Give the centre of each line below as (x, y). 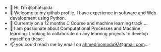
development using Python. (38, 18)
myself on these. (27, 39)
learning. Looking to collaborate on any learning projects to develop (79, 34)
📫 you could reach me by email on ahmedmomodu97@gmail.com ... (79, 44)
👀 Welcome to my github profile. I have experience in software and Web (83, 13)
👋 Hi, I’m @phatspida (31, 8)
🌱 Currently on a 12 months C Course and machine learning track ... (79, 23)
